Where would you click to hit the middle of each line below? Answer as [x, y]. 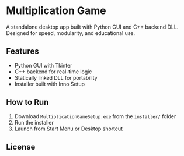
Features [22, 52]
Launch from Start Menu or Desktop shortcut [69, 129]
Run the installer [34, 122]
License [21, 147]
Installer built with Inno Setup [50, 84]
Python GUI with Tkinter [43, 65]
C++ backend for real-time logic [53, 72]
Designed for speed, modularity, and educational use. [71, 33]
